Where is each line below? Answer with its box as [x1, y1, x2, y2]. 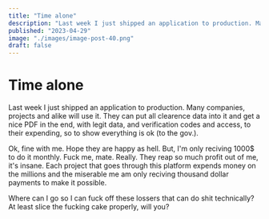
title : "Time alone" [8, 11, 78, 20]
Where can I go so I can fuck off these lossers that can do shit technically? [8, 193, 255, 203]
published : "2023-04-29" [8, 26, 91, 34]
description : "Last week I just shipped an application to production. [8, 19, 252, 27]
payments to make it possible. [8, 178, 107, 188]
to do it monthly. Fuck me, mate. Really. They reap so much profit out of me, [8, 152, 259, 162]
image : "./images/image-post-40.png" [8, 34, 134, 43]
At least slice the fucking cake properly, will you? [8, 202, 170, 212]
